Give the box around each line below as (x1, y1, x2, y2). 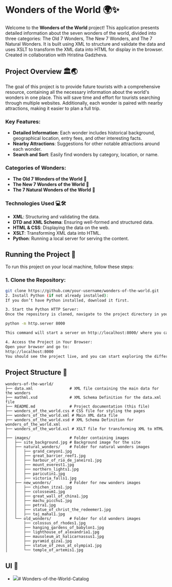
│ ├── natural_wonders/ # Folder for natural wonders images (5, 444, 150, 450)
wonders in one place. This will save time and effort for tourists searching (5, 94, 160, 100)
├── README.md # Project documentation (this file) (5, 404, 150, 409)
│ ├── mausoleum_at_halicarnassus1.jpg (5, 534, 104, 539)
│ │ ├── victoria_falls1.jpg (5, 476, 77, 481)
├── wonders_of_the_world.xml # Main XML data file (5, 413, 118, 418)
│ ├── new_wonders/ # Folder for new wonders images (5, 480, 141, 485)
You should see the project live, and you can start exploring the (5, 354, 153, 359)
